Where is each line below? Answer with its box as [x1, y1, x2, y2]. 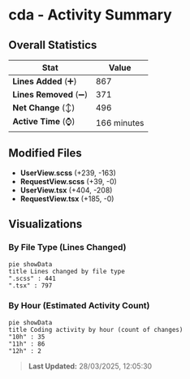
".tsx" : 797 [8, 282, 53, 290]
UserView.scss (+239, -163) [19, 168, 116, 178]
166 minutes [95, 117, 145, 128]
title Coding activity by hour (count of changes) [8, 325, 184, 334]
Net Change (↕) [12, 102, 76, 113]
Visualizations [8, 217, 83, 231]
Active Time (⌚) [12, 116, 76, 127]
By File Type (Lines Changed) [8, 242, 127, 253]
